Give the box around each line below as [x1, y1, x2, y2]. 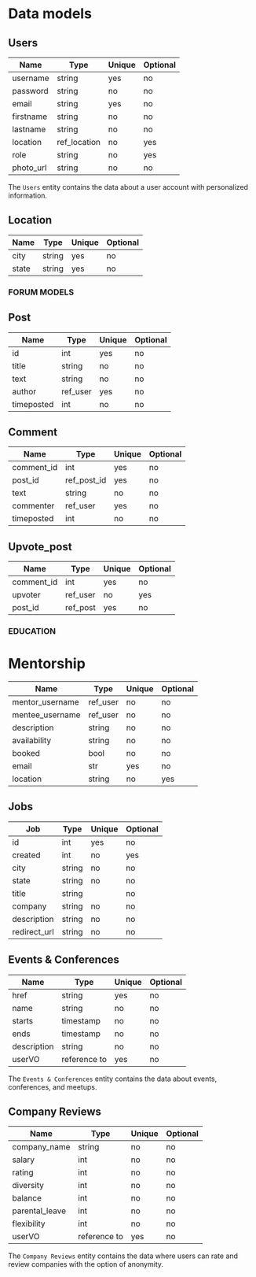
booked [12, 748, 41, 759]
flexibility [12, 1218, 46, 1229]
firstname [12, 111, 48, 122]
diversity [12, 1180, 45, 1191]
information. [8, 191, 48, 200]
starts [12, 1015, 34, 1026]
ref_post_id [65, 475, 107, 486]
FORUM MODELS [8, 287, 75, 298]
